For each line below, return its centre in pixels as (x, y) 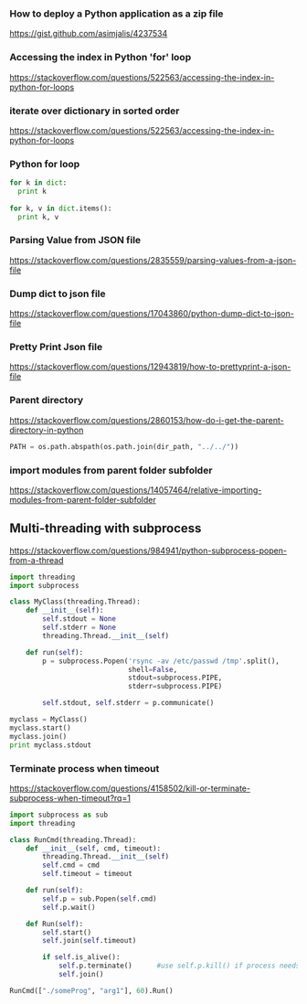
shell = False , (153, 669)
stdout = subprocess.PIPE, (175, 678)
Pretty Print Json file (56, 347)
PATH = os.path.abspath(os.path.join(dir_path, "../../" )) (124, 446)
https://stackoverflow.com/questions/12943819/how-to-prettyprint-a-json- (150, 367)
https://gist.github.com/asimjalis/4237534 (89, 34)
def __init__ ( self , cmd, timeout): (94, 849)
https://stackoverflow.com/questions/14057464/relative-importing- (136, 490)
